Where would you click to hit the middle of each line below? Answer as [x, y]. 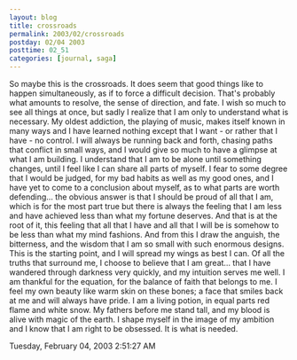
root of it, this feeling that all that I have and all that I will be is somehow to [144, 225]
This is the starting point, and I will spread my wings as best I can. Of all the [147, 253]
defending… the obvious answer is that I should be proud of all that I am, [141, 197]
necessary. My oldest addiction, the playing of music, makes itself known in [147, 121]
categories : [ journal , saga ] [63, 59]
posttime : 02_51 [39, 51]
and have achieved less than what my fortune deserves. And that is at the [143, 215]
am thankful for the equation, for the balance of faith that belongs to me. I [143, 282]
